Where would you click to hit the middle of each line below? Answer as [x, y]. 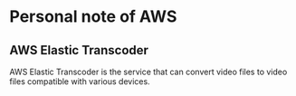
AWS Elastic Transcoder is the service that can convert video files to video [148, 72]
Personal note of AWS [93, 17]
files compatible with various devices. [80, 82]
